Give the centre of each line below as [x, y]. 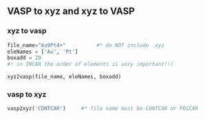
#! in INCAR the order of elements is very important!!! [90, 65]
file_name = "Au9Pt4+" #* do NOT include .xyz [86, 45]
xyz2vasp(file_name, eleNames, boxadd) [64, 77]
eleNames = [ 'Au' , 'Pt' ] [43, 52]
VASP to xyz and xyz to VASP [71, 11]
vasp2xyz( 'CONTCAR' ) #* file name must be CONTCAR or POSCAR [102, 109]
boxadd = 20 [24, 58]
